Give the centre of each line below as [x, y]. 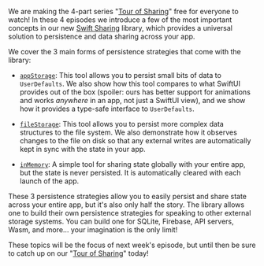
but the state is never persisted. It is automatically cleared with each [130, 173]
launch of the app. [49, 181]
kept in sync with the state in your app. [82, 149]
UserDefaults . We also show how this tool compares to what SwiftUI [130, 83]
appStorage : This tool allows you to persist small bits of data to [121, 75]
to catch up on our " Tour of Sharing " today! [78, 253]
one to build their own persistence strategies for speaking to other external [130, 213]
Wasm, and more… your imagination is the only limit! [93, 230]
